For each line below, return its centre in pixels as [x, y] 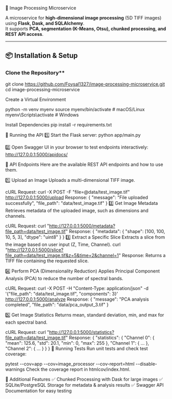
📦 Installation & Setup [42, 56]
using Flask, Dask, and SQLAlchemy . [45, 23]
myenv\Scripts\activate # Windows [42, 115]
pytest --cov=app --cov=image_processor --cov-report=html [70, 364]
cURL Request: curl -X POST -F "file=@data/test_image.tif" [68, 192]
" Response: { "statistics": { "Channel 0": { [110, 338]
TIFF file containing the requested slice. [47, 261]
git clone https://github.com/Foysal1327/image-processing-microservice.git [85, 84]
